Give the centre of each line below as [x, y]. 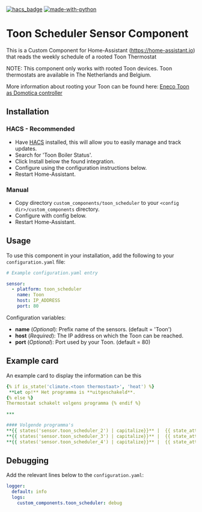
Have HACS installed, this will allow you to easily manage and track [98, 142]
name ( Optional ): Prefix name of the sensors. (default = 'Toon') [93, 329]
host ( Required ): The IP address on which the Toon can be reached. [99, 336]
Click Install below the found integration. [65, 161]
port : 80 [28, 306]
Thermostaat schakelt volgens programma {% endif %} [74, 404]
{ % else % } [20, 398]
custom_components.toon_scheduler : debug [69, 503]
